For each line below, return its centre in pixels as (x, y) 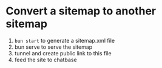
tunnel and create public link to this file (63, 53)
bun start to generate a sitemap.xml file (65, 40)
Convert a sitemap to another (81, 11)
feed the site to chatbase (46, 60)
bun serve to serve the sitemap (53, 47)
